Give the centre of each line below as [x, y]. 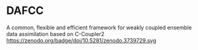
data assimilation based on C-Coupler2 [55, 34]
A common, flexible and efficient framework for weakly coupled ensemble [99, 27]
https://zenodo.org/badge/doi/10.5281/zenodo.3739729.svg [81, 40]
